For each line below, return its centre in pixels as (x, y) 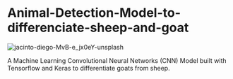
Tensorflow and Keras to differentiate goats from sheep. (89, 68)
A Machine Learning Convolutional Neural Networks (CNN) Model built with (117, 60)
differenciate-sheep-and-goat (98, 28)
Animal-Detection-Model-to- (94, 13)
